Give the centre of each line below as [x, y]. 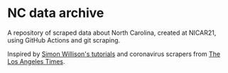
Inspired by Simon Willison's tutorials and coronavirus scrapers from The [114, 54]
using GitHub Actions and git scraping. [64, 40]
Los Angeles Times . [36, 61]
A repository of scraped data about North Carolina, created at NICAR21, [112, 33]
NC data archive [56, 13]
